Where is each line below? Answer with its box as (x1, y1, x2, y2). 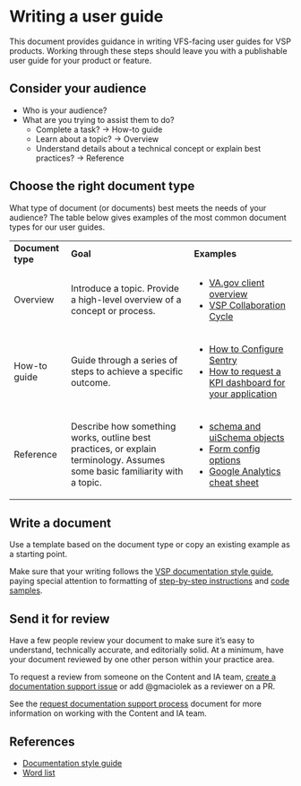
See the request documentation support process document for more (9, 698, 262, 710)
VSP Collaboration (209, 299, 287, 311)
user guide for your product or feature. (9, 55, 152, 65)
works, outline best (70, 431, 151, 443)
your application (209, 388, 278, 400)
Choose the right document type (9, 179, 195, 194)
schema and (209, 420, 262, 432)
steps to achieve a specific (70, 365, 184, 378)
